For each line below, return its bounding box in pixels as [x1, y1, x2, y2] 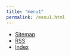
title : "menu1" [6, 8, 44, 15]
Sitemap [14, 30, 36, 38]
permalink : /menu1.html [6, 14, 66, 20]
